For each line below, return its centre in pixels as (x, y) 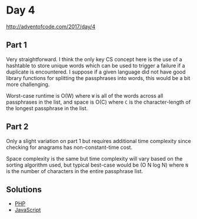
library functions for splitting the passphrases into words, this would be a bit (98, 78)
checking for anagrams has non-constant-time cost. (69, 147)
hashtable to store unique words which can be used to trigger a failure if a (96, 65)
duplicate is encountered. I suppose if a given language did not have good (96, 72)
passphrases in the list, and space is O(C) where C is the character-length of (98, 102)
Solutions (24, 189)
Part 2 (17, 127)
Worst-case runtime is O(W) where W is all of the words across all (85, 95)
